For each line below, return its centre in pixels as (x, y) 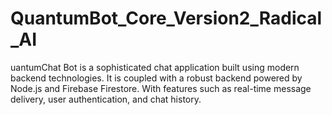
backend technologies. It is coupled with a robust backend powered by (156, 78)
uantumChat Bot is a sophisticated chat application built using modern (155, 67)
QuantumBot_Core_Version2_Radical (166, 18)
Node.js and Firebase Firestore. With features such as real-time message (161, 88)
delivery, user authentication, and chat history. (106, 99)
